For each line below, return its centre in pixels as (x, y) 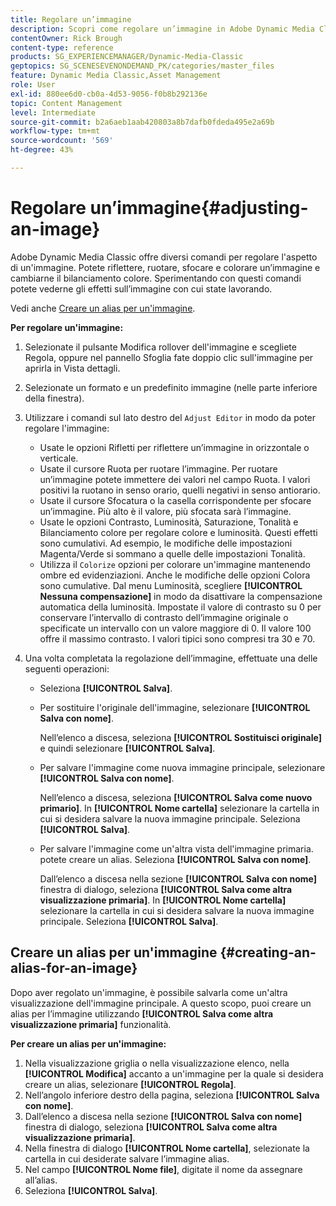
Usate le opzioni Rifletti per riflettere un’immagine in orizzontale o (174, 447)
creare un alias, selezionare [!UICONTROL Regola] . (130, 1084)
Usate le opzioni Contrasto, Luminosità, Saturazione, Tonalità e (169, 522)
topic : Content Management (66, 103)
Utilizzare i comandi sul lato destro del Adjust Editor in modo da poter (170, 417)
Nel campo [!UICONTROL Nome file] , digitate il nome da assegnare (163, 1169)
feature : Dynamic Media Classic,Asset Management (116, 76)
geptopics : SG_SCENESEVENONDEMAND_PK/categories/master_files (142, 66)
